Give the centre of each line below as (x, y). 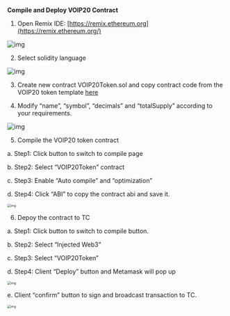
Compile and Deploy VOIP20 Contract (63, 10)
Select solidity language (52, 58)
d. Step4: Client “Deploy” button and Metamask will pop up (91, 271)
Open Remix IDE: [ (43, 23)
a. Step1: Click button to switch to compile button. (78, 231)
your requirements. (44, 113)
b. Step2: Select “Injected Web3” (54, 244)
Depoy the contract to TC (54, 218)
